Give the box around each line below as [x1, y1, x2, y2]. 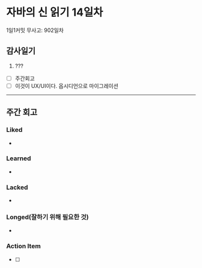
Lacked [6, 183, 28, 192]
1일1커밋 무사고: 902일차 [6, 26, 64, 34]
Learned [6, 154, 31, 163]
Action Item [6, 242, 41, 251]
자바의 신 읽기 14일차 [6, 5, 103, 19]
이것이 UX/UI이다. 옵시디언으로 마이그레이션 [14, 82, 118, 89]
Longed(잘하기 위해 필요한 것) [6, 213, 89, 222]
